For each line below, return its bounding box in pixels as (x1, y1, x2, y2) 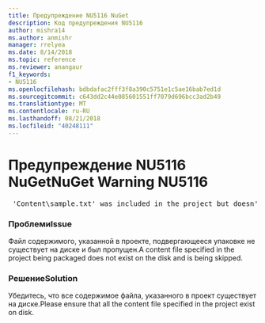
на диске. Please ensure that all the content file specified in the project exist (8, 299, 256, 309)
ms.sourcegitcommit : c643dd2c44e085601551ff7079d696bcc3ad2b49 (8, 93, 221, 101)
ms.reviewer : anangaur (8, 63, 83, 71)
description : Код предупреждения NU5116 (8, 19, 144, 27)
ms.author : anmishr (8, 33, 73, 42)
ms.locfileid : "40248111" (8, 122, 93, 130)
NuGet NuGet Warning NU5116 (8, 173, 208, 191)
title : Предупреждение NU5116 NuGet (8, 11, 129, 20)
